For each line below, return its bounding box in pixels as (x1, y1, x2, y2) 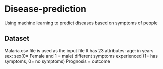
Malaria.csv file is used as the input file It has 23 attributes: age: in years (4, 47, 154, 53)
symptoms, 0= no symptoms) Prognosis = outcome (4, 58, 110, 64)
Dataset (4, 34, 30, 43)
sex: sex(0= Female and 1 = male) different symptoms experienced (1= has (4, 53, 158, 59)
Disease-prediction (4, 3, 87, 15)
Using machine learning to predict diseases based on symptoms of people (4, 20, 158, 26)
